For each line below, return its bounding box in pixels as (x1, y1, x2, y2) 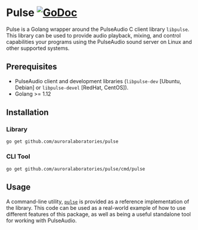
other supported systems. (6, 45, 70, 52)
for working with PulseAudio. (6, 217, 77, 224)
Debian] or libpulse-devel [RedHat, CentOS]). (14, 84, 129, 91)
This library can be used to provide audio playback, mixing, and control (6, 31, 181, 39)
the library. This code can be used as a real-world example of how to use (6, 204, 186, 211)
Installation (6, 108, 49, 118)
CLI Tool (6, 152, 30, 160)
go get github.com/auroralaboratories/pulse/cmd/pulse (6, 166, 146, 172)
